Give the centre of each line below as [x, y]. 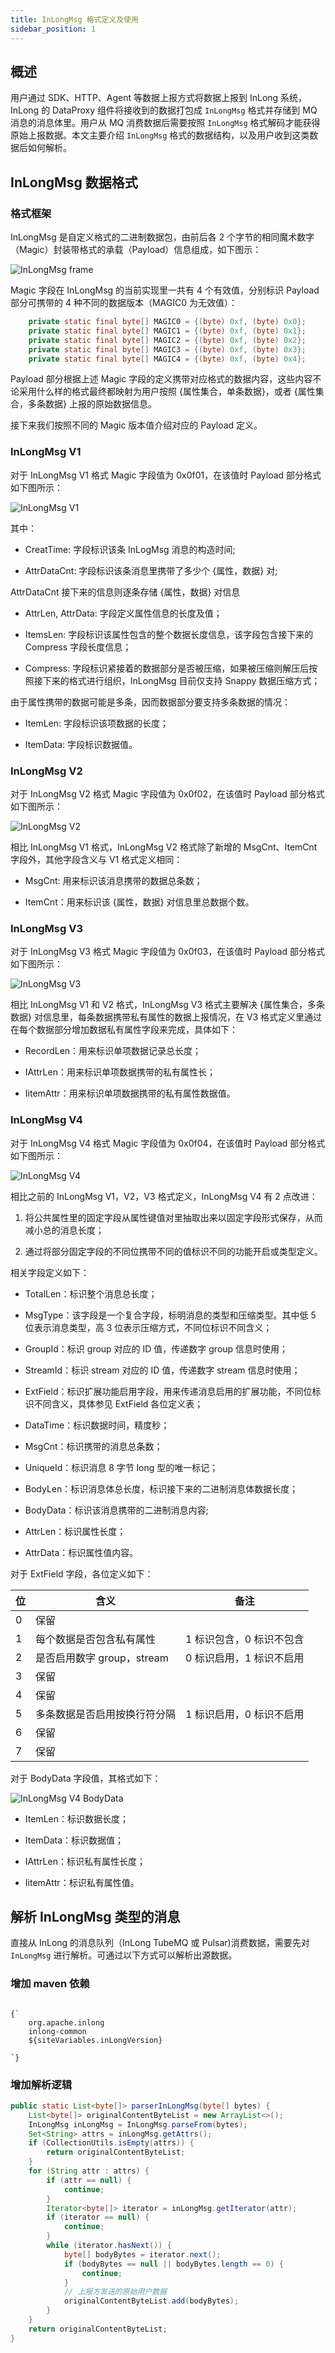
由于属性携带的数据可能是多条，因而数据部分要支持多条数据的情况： [150, 702]
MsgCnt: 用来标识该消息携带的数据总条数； [113, 880]
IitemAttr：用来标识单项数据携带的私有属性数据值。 [130, 1093]
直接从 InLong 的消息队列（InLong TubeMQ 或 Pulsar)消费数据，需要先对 [160, 1943]
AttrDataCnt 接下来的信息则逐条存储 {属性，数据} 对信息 [125, 592]
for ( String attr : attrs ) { [89, 2171]
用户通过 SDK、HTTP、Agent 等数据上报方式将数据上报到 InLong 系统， [159, 98]
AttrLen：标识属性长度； [75, 1531]
